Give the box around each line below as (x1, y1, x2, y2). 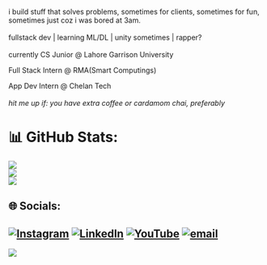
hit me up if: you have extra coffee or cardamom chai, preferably (8, 99, 225, 107)
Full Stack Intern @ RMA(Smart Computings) (8, 65, 157, 75)
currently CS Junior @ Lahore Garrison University (8, 50, 174, 59)
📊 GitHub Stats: (8, 128, 119, 146)
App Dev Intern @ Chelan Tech (8, 81, 112, 90)
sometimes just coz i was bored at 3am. (8, 15, 142, 25)
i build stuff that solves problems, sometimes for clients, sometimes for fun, (8, 7, 261, 16)
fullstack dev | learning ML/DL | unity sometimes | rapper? (8, 32, 202, 42)
